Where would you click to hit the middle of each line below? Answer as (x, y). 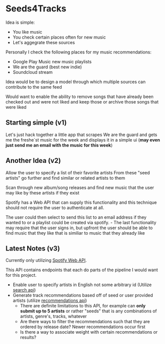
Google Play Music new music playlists (52, 61)
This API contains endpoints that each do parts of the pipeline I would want (82, 270)
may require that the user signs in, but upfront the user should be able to (79, 228)
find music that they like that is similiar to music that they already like (75, 233)
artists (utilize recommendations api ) (50, 300)
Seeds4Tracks (36, 9)
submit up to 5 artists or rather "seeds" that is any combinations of (88, 311)
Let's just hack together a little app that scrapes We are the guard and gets (81, 135)
